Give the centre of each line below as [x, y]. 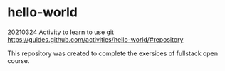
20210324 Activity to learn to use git [61, 32]
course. [19, 60]
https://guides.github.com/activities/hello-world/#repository [95, 39]
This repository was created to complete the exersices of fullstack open [113, 53]
